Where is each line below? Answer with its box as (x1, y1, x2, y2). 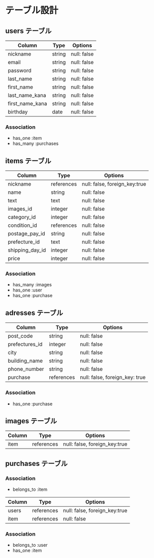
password (8, 67, 32, 74)
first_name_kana (8, 100, 47, 107)
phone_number (8, 366, 44, 373)
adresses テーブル (5, 308, 64, 317)
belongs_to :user (12, 542, 48, 548)
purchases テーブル (5, 459, 68, 468)
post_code (8, 333, 33, 340)
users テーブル (5, 26, 52, 35)
